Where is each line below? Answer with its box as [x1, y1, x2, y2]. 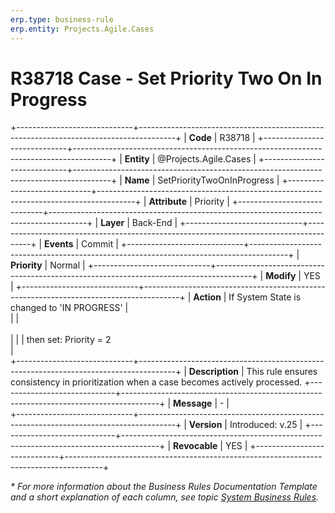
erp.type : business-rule [10, 14, 114, 25]
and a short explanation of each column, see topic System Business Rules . [10, 491, 320, 503]
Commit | [81, 238, 119, 250]
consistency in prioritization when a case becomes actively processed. [10, 376, 303, 388]
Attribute [148, 196, 188, 208]
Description [188, 366, 239, 378]
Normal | [49, 259, 86, 271]
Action [193, 291, 222, 303]
